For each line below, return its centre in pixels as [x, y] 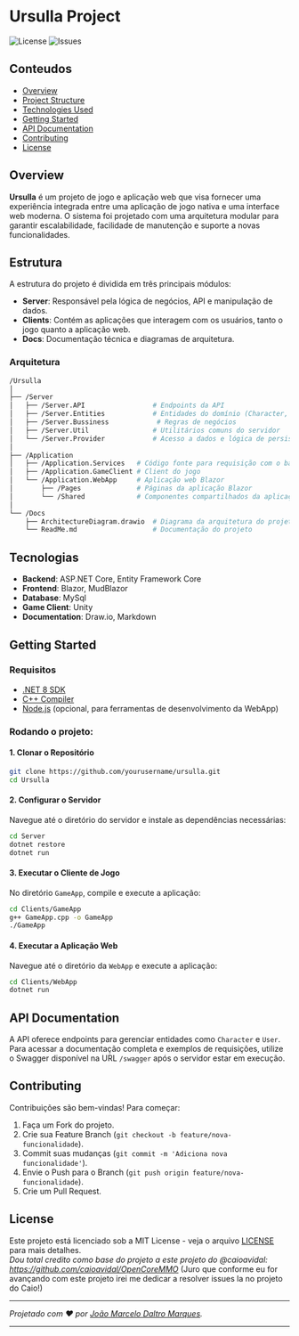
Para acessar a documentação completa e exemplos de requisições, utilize [146, 1049]
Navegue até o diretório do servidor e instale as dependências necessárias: [148, 819]
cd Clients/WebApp [43, 982]
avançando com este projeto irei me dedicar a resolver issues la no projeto [146, 1278]
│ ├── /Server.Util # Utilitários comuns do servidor [145, 430]
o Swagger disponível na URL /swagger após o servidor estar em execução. [147, 1058]
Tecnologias [44, 557]
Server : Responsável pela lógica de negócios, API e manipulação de [147, 301]
